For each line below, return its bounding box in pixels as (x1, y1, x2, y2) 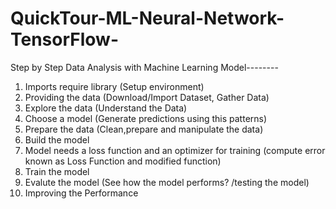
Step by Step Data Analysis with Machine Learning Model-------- (10, 61, 279, 73)
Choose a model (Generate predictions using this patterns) (24, 112, 268, 124)
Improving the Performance (24, 187, 139, 199)
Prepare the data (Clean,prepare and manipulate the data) (24, 123, 264, 135)
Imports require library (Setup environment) (24, 80, 205, 92)
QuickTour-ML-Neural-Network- (10, 7, 285, 30)
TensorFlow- (10, 28, 120, 51)
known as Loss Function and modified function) (24, 155, 222, 167)
